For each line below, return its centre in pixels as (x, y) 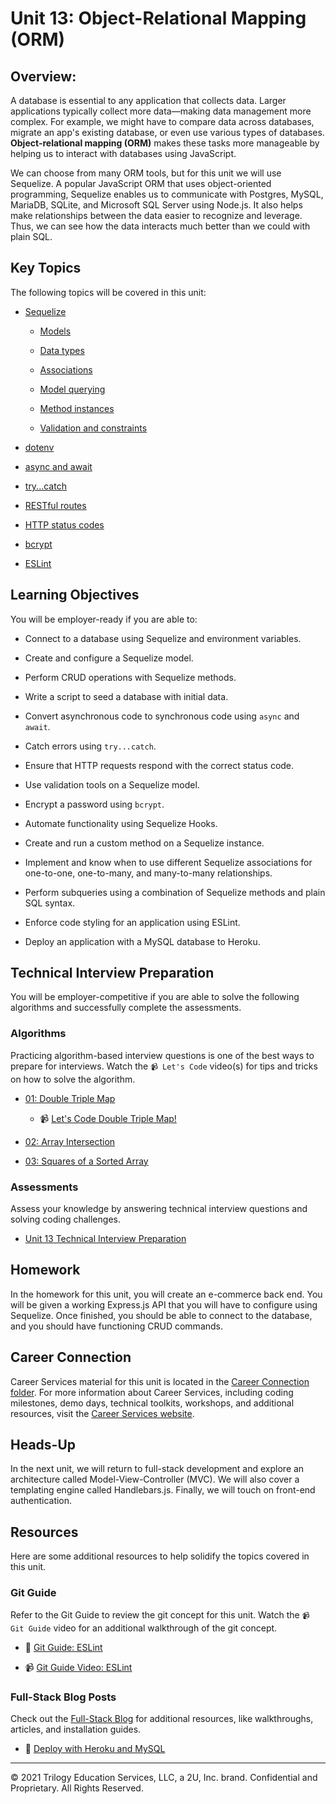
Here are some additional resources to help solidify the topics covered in (160, 1556)
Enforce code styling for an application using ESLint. (132, 922)
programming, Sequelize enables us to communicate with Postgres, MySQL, (167, 194)
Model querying (72, 389)
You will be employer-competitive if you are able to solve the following (155, 997)
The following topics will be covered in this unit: (108, 292)
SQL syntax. (50, 903)
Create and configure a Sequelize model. (109, 658)
